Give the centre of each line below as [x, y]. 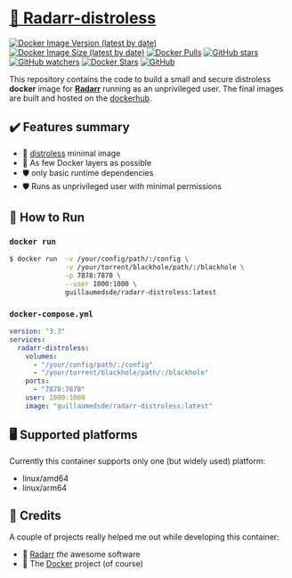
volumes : [41, 356]
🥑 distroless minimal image [71, 153]
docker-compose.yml [51, 314]
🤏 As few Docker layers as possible [87, 162]
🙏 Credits [36, 516]
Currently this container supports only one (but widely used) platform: [138, 461]
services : [28, 339]
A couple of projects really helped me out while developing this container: [144, 537]
